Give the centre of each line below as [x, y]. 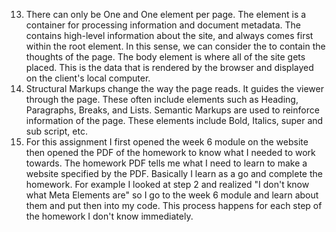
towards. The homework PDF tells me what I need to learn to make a [166, 163]
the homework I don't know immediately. [109, 216]
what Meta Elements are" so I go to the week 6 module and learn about [172, 195]
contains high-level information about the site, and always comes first [169, 35]
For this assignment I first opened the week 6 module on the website [167, 142]
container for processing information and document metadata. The [163, 25]
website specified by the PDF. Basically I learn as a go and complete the [174, 173]
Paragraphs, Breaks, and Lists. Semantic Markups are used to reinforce [172, 110]
